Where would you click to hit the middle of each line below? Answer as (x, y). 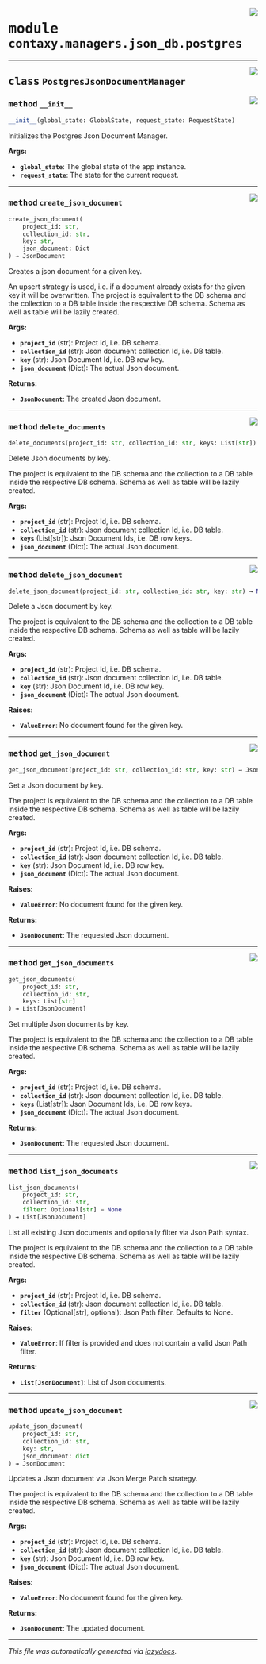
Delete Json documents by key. (59, 458)
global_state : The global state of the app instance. (103, 166)
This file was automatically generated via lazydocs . (93, 1651)
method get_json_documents (61, 963)
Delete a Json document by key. (61, 607)
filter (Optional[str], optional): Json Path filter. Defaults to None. (126, 1312)
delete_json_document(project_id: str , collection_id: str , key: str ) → (131, 591)
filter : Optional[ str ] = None (72, 1210)
